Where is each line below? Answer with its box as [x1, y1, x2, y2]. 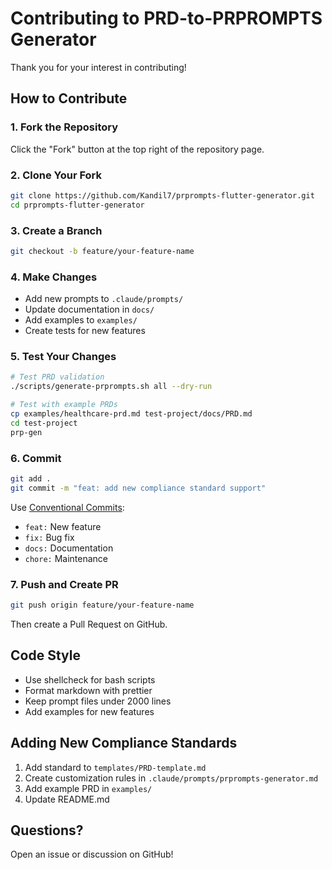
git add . [10, 473, 52, 484]
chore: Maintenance [24, 552, 109, 564]
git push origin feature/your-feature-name [10, 600, 195, 611]
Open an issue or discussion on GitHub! [10, 848, 174, 861]
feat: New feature [24, 520, 102, 532]
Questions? [10, 822, 84, 839]
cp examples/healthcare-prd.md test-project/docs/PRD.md [10, 409, 253, 419]
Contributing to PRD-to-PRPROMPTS [10, 7, 323, 30]
